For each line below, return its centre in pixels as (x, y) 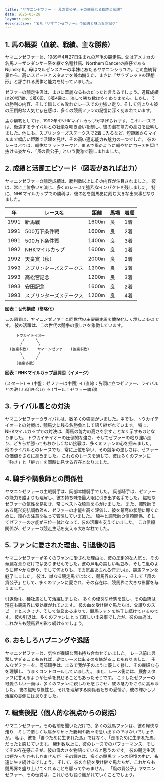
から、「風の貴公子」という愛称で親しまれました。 (72, 151)
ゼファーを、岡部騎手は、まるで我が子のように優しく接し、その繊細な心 (86, 665)
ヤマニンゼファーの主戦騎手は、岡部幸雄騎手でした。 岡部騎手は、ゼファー (81, 491)
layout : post (18, 19)
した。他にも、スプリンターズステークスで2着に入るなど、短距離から (79, 133)
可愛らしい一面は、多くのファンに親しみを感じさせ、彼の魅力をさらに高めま (82, 684)
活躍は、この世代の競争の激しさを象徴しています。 (74, 325)
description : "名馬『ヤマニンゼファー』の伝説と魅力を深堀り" (61, 23)
